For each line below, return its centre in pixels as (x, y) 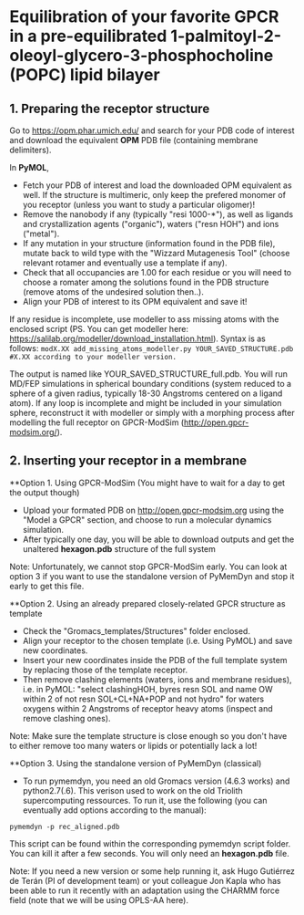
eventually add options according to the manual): (114, 810)
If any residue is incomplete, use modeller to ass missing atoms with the (144, 319)
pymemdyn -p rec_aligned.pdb (65, 827)
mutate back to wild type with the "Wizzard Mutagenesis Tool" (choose (156, 253)
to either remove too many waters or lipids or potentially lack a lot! (133, 745)
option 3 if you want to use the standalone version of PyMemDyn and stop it (152, 576)
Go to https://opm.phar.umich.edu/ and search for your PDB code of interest (152, 130)
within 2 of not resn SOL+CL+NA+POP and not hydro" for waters (143, 699)
